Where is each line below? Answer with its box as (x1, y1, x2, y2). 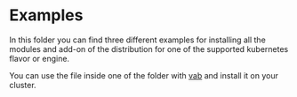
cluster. (9, 79, 37, 90)
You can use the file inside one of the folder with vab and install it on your (9, 70, 278, 80)
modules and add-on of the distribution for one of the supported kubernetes (9, 43, 289, 54)
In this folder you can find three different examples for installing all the (9, 34, 267, 45)
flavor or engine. (9, 53, 69, 63)
